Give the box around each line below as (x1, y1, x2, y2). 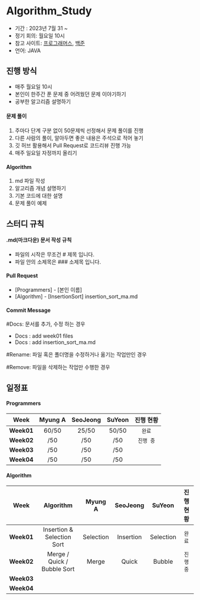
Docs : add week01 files (14, 332, 73, 340)
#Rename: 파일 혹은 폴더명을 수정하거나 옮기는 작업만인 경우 (6, 351, 147, 358)
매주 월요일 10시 (14, 83, 52, 90)
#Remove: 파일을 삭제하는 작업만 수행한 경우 (6, 364, 110, 371)
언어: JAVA (14, 46, 41, 54)
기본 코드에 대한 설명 (14, 192, 63, 199)
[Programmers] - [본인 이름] (14, 286, 82, 293)
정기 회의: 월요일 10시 (14, 32, 65, 39)
